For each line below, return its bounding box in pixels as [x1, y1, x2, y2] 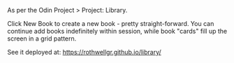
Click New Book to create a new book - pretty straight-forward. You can [7, 20, 214, 27]
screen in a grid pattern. [7, 34, 77, 43]
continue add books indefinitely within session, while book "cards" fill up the [7, 27, 228, 35]
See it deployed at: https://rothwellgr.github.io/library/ [7, 48, 162, 56]
